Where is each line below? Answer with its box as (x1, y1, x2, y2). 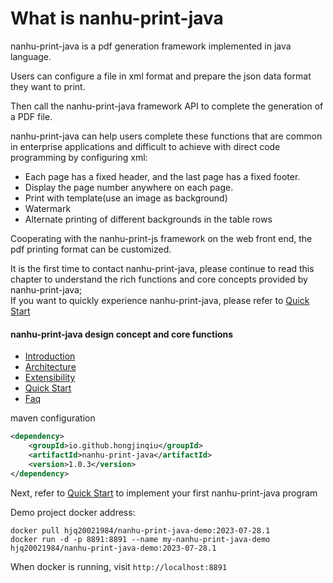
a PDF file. (10, 110, 53, 122)
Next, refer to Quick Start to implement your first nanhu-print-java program (10, 487, 318, 499)
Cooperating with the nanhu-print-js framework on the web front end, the (10, 232, 313, 244)
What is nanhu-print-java (10, 7, 224, 30)
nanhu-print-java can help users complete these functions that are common (10, 130, 323, 142)
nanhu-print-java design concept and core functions (10, 328, 234, 340)
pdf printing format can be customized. (10, 243, 172, 255)
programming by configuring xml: (10, 151, 148, 163)
